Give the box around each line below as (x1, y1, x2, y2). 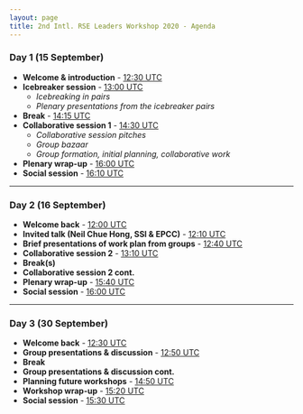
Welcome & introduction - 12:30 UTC (22, 71, 162, 82)
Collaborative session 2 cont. (22, 267, 135, 278)
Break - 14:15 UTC (22, 110, 91, 121)
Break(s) (22, 258, 56, 269)
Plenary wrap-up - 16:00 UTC (22, 158, 135, 169)
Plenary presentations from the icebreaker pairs (35, 100, 215, 111)
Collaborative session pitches (35, 129, 147, 140)
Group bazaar (35, 139, 88, 150)
